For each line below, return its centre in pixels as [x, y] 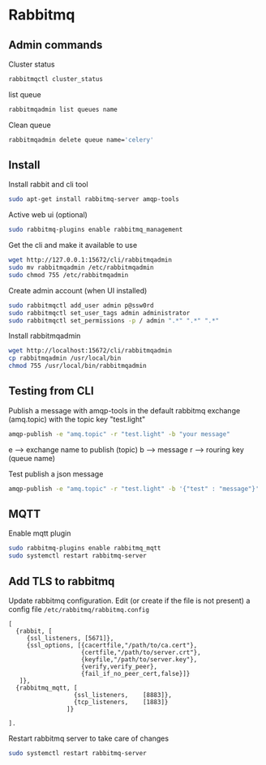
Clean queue [30, 125]
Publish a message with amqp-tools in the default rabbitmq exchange [124, 410]
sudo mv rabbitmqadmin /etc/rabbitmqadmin [81, 268]
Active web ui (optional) [48, 215]
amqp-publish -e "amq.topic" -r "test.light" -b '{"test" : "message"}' [134, 489]
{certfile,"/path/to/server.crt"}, [141, 652]
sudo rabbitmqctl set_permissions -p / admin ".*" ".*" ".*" [114, 321]
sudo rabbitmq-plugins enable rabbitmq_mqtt [85, 549]
